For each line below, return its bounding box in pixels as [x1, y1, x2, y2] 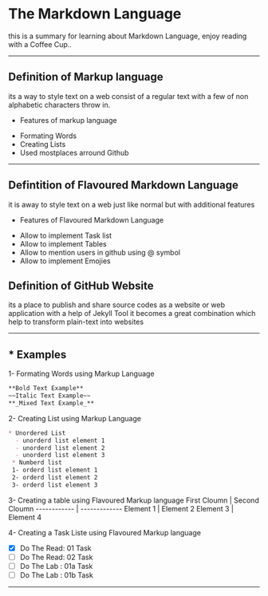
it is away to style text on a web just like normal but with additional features [8, 199, 255, 209]
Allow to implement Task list [19, 231, 112, 240]
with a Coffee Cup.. [8, 39, 72, 49]
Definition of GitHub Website [8, 278, 154, 292]
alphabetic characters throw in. [8, 100, 111, 109]
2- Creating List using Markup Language [8, 413, 142, 423]
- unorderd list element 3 [15, 452, 105, 460]
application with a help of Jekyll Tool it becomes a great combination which [8, 309, 256, 318]
